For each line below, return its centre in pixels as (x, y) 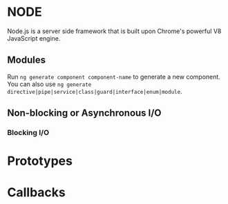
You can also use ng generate (49, 84)
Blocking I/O (28, 133)
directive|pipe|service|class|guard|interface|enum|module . (95, 91)
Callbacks (36, 193)
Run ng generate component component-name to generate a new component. (114, 76)
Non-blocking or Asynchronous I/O (84, 113)
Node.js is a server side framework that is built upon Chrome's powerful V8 (114, 31)
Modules (27, 60)
